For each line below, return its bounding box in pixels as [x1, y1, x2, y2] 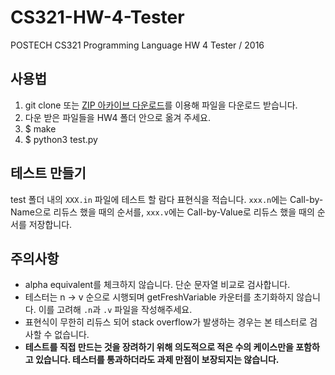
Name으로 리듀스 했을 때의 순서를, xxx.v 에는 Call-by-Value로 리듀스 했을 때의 [10, 206, 315, 218]
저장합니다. [28, 218, 73, 230]
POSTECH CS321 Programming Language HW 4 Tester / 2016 [10, 39, 265, 51]
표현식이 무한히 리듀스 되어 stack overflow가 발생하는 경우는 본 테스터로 [24, 316, 308, 328]
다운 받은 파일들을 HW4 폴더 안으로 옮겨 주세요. [24, 111, 212, 123]
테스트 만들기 [10, 165, 87, 182]
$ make [24, 122, 57, 135]
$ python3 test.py [24, 133, 98, 145]
